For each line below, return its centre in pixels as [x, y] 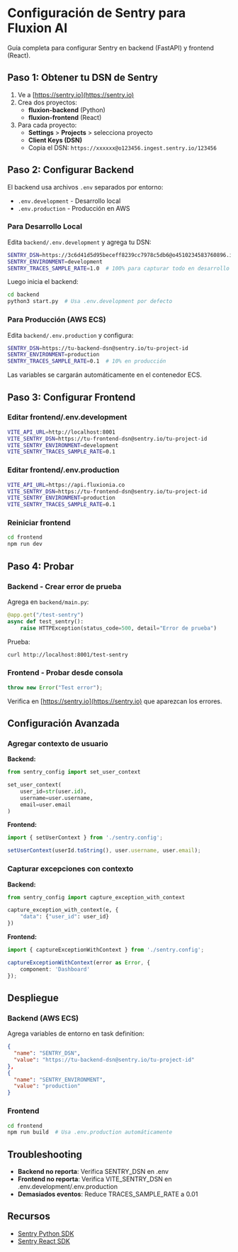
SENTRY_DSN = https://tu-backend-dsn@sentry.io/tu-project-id [98, 348]
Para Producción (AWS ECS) [57, 319]
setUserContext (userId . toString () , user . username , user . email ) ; [104, 851]
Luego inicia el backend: [43, 282]
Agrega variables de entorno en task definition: [76, 1033]
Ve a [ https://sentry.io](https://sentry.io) [76, 94]
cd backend [23, 295]
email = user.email [46, 805]
